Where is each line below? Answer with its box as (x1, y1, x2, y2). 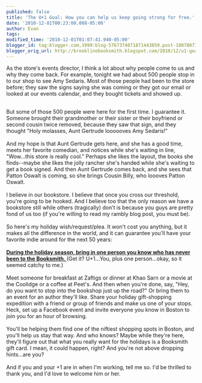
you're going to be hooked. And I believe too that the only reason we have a (6, 197, 194, 204)
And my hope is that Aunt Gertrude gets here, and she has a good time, (6, 139, 183, 147)
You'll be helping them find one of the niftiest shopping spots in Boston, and (6, 325, 194, 332)
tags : (6, 31, 20, 37)
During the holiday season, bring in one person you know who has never (6, 248, 191, 256)
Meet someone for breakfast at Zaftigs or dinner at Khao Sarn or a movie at (6, 274, 192, 281)
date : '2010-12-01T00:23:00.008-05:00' (6, 20, 106, 26)
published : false (6, 8, 50, 15)
